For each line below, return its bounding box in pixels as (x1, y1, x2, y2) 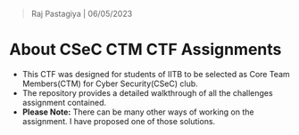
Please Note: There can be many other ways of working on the (21, 107, 254, 117)
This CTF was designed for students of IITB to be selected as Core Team (21, 68, 290, 79)
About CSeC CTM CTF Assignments (9, 40, 282, 60)
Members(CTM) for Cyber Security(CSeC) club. (21, 78, 198, 89)
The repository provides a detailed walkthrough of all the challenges (21, 87, 274, 98)
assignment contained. (21, 97, 107, 107)
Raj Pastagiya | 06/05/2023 (30, 9, 133, 19)
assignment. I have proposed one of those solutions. (21, 115, 216, 126)
